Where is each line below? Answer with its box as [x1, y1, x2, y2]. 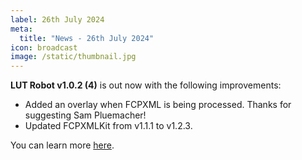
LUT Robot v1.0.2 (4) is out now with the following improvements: [10, 79, 282, 91]
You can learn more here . [10, 139, 115, 151]
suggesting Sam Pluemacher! [24, 109, 147, 121]
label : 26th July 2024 [10, 14, 105, 25]
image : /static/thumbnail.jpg [10, 52, 137, 62]
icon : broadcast [10, 42, 78, 53]
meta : [10, 24, 33, 34]
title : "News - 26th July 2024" [19, 33, 155, 43]
